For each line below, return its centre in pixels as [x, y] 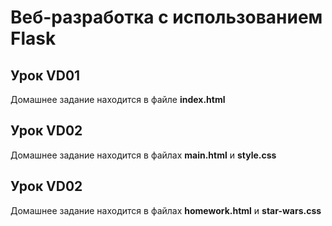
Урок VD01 [45, 75]
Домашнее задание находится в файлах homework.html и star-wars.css [166, 210]
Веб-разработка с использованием [166, 17]
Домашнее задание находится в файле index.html [118, 99]
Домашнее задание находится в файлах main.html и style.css [143, 155]
